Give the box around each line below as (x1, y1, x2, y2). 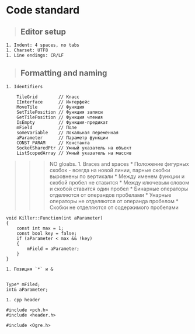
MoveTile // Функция (16, 104, 85, 110)
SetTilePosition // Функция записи (16, 109, 103, 115)
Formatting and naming (20, 68, 107, 78)
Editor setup (20, 27, 66, 37)
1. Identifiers (6, 83, 43, 89)
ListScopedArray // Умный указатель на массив (16, 150, 132, 156)
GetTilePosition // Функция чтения (16, 114, 103, 120)
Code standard (6, 4, 80, 17)
